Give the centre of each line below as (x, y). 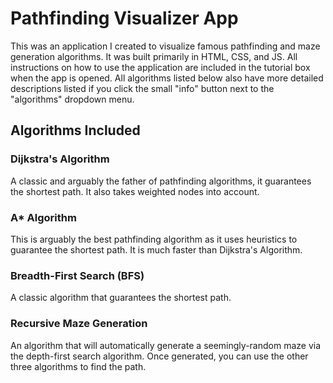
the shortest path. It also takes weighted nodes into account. (135, 191)
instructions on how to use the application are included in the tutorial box (160, 67)
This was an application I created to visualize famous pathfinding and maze (165, 46)
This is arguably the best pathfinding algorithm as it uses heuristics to (154, 239)
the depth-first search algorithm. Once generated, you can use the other (159, 356)
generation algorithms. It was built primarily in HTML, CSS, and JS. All (154, 56)
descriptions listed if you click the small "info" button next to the (142, 88)
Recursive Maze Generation (79, 324)
